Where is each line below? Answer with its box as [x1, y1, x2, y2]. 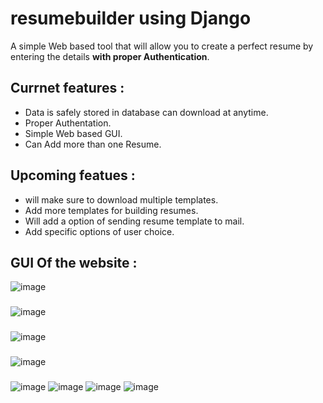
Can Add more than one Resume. [24, 138, 162, 150]
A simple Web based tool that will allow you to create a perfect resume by [10, 40, 314, 52]
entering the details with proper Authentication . [10, 50, 210, 62]
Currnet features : [10, 80, 125, 97]
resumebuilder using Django [10, 7, 252, 30]
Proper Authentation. [24, 117, 112, 129]
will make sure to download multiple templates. [24, 193, 219, 206]
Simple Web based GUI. [24, 127, 123, 139]
